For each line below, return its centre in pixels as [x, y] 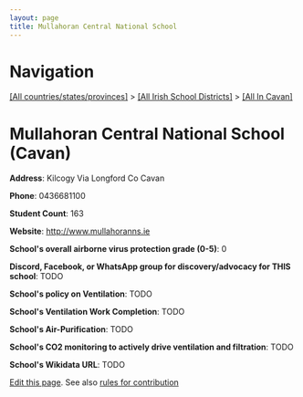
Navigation [52, 72]
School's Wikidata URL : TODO [68, 365]
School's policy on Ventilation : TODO [81, 294]
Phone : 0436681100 [48, 196]
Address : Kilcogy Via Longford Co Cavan [87, 178]
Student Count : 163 [47, 214]
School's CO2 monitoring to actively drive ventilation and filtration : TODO [151, 347]
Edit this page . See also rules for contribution [94, 382]
